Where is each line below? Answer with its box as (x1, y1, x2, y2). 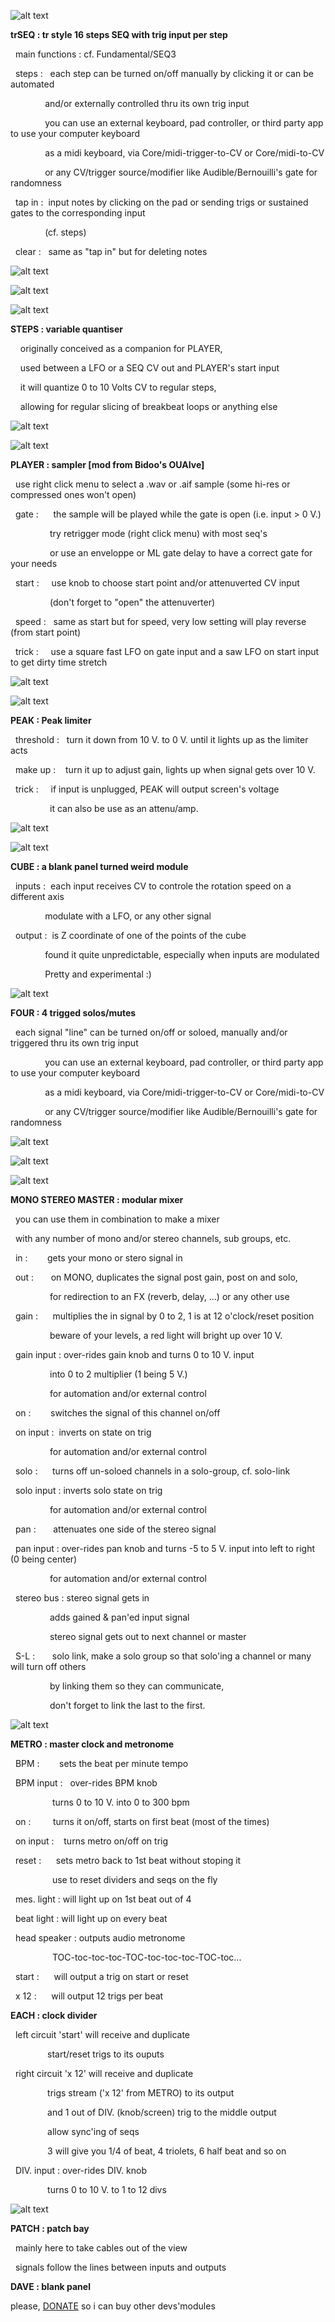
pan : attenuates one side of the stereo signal (14, 1523, 217, 1535)
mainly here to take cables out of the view (14, 2242, 188, 2254)
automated (10, 78, 55, 90)
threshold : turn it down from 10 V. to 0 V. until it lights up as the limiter (14, 734, 309, 745)
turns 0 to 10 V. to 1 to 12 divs (47, 2184, 167, 2195)
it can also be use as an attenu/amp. (49, 803, 199, 814)
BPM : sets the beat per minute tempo (14, 1758, 189, 1769)
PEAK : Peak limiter (10, 715, 92, 726)
